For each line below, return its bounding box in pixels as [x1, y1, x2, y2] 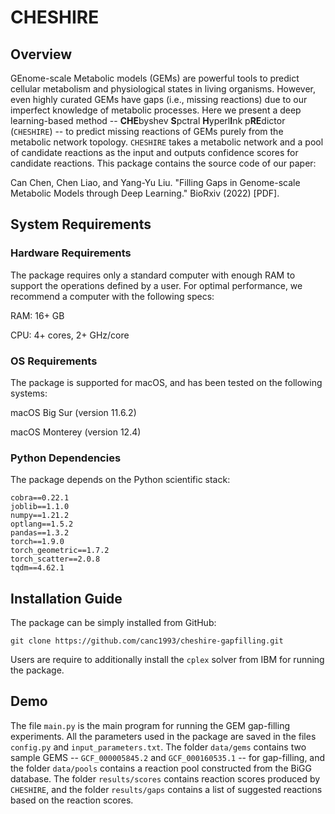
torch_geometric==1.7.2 [10, 546, 110, 556]
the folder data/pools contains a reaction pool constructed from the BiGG [10, 762, 312, 774]
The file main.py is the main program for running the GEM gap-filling [10, 719, 290, 731]
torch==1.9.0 [10, 537, 65, 547]
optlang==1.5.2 [10, 519, 74, 530]
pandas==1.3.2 [10, 528, 70, 538]
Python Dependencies [10, 451, 122, 465]
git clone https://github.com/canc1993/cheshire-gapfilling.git [10, 636, 284, 646]
